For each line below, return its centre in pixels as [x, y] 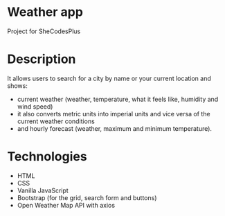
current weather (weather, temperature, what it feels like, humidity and [118, 99]
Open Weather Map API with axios [66, 205]
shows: [17, 85]
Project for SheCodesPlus [44, 31]
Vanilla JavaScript [43, 190]
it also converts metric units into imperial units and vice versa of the [114, 114]
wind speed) [35, 106]
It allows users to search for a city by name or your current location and [109, 78]
